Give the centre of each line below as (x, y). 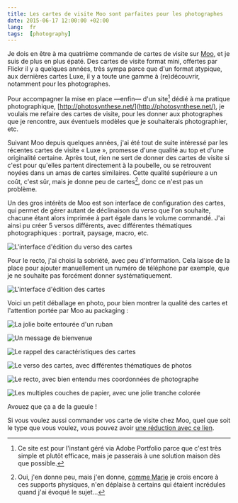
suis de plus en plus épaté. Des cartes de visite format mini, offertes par (112, 62)
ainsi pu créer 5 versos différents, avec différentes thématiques (100, 225)
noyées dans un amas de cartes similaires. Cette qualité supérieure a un (112, 173)
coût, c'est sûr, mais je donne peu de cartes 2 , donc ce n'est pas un (105, 181)
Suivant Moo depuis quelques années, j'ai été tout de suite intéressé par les (118, 142)
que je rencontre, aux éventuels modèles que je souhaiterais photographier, (118, 121)
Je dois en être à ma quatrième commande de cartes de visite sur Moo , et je (119, 54)
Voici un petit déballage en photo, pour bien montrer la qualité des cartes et (118, 303)
